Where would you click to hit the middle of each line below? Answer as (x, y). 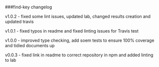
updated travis (19, 22)
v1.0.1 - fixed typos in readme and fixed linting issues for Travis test (72, 31)
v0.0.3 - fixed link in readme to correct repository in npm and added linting (79, 55)
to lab (11, 60)
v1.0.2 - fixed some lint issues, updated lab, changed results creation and (78, 16)
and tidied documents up (30, 45)
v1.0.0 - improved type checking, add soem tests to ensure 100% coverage (80, 40)
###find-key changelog (29, 7)
